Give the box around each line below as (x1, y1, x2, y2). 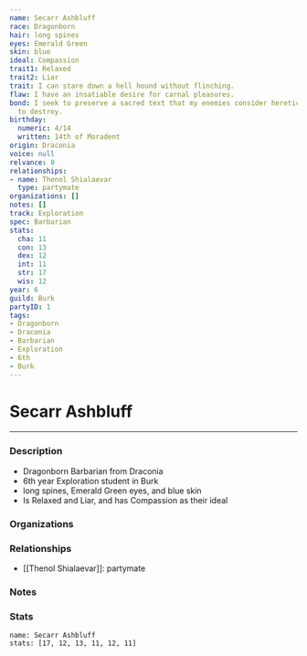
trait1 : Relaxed (9, 65, 71, 74)
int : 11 (17, 259, 48, 270)
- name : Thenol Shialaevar (9, 175, 112, 184)
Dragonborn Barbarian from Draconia (22, 465, 164, 476)
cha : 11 (17, 234, 48, 243)
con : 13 (17, 243, 48, 252)
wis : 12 (17, 277, 48, 286)
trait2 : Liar (9, 73, 59, 82)
